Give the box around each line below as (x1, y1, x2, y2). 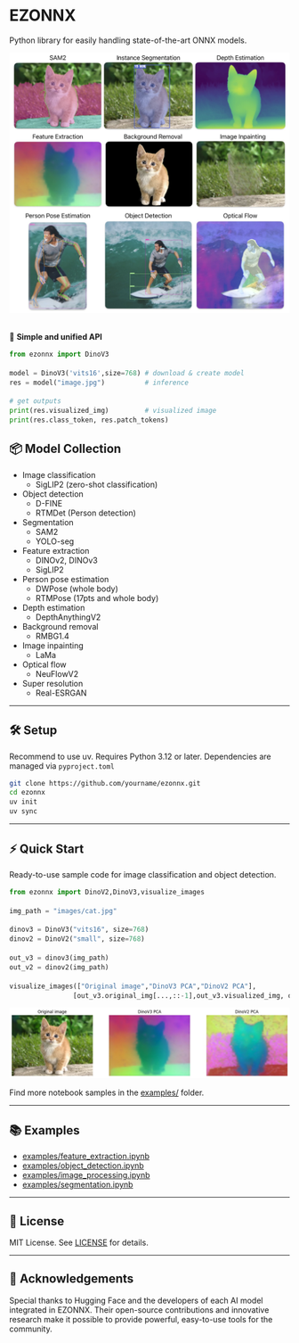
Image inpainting (21, 639, 85, 651)
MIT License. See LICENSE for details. (9, 1237, 149, 1248)
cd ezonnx (9, 788, 46, 797)
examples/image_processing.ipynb (21, 1170, 150, 1181)
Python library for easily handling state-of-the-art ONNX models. (9, 35, 247, 45)
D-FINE (35, 498, 63, 508)
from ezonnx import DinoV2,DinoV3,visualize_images (9, 887, 205, 896)
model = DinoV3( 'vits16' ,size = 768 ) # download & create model (9, 368, 245, 377)
